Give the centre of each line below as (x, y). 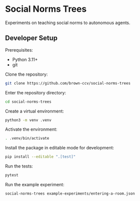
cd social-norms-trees (28, 102)
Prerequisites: (19, 50)
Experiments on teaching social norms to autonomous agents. (68, 23)
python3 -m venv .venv (28, 120)
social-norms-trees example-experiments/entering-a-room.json (70, 194)
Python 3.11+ (25, 59)
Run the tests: (19, 166)
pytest (12, 175)
